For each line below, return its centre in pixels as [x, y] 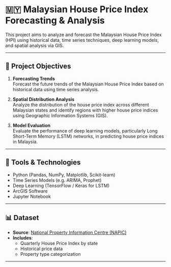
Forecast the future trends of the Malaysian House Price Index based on [88, 84]
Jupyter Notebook [32, 196]
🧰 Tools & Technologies [43, 162]
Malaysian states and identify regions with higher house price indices [85, 110]
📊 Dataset [22, 218]
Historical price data [41, 249]
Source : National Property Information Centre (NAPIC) [69, 232]
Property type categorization [50, 254]
